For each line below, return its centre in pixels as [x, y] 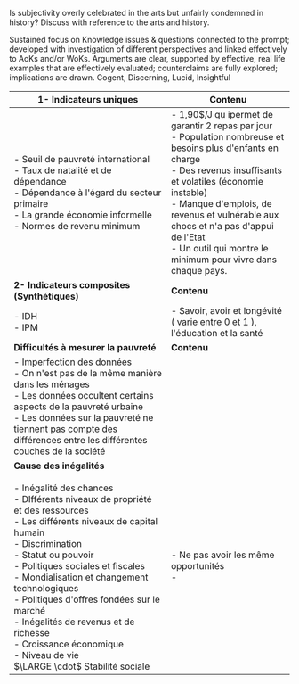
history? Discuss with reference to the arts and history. [109, 22]
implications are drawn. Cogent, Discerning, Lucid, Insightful [120, 78]
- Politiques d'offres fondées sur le [87, 599]
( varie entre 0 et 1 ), [214, 322]
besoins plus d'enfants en [224, 148]
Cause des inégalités [59, 466]
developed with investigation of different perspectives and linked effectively [148, 49]
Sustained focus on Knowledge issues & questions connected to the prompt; [149, 40]
